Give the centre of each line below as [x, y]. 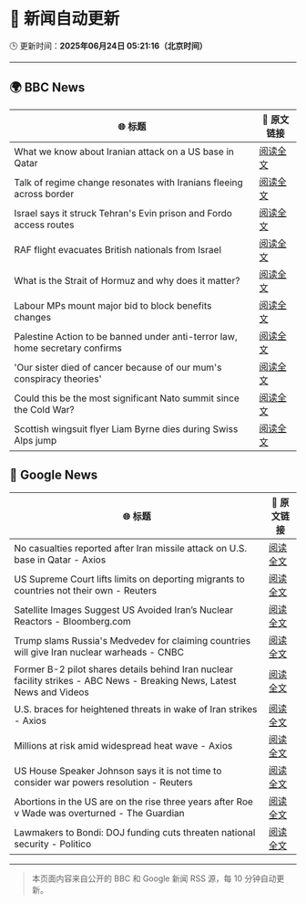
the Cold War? [44, 409]
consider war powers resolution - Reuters [103, 782]
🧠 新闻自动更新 [65, 19]
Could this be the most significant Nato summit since [127, 398]
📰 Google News [54, 475]
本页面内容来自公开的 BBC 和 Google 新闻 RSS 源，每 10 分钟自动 [154, 878]
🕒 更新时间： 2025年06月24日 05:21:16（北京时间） [108, 46]
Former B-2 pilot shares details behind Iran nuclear [124, 669]
